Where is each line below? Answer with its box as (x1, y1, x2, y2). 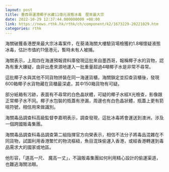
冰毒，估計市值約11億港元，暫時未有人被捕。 (5, 47, 97, 53)
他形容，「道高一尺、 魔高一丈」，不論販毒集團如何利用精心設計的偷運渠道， (5, 155, 161, 161)
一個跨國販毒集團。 (5, 121, 45, 127)
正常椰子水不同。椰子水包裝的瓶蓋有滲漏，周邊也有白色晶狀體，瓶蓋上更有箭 (5, 98, 164, 104)
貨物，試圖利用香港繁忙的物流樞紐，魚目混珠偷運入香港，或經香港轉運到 (9, 138, 159, 144)
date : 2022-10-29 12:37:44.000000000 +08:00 (5, 17, 100, 22)
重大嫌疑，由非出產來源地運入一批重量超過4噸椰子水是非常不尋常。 (14, 64, 154, 70)
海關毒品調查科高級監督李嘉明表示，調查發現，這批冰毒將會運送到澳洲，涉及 (5, 115, 164, 121)
